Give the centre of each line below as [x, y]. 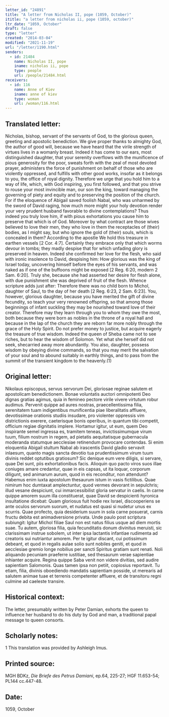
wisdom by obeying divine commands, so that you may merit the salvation [82, 350]
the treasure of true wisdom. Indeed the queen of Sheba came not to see [81, 334]
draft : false [19, 29]
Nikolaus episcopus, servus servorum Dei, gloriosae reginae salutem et [79, 389]
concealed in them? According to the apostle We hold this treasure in [77, 238]
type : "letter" [21, 33]
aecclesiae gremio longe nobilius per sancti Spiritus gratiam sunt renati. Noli [84, 549]
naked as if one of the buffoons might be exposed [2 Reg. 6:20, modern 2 [81, 269]
